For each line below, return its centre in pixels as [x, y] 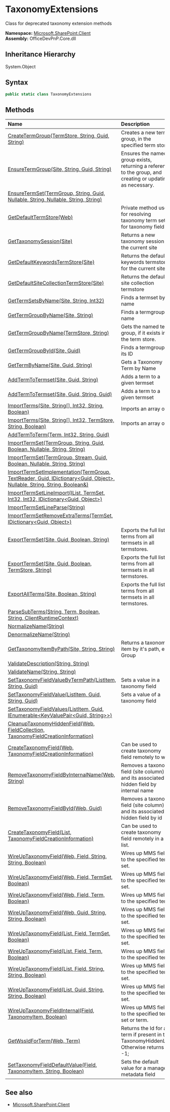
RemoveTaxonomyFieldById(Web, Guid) [55, 809]
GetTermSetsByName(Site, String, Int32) [56, 301]
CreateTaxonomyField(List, [40, 832]
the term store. [138, 339]
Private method [139, 208]
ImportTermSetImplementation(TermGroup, [59, 472]
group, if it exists [141, 333]
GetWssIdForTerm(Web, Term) [44, 1041]
